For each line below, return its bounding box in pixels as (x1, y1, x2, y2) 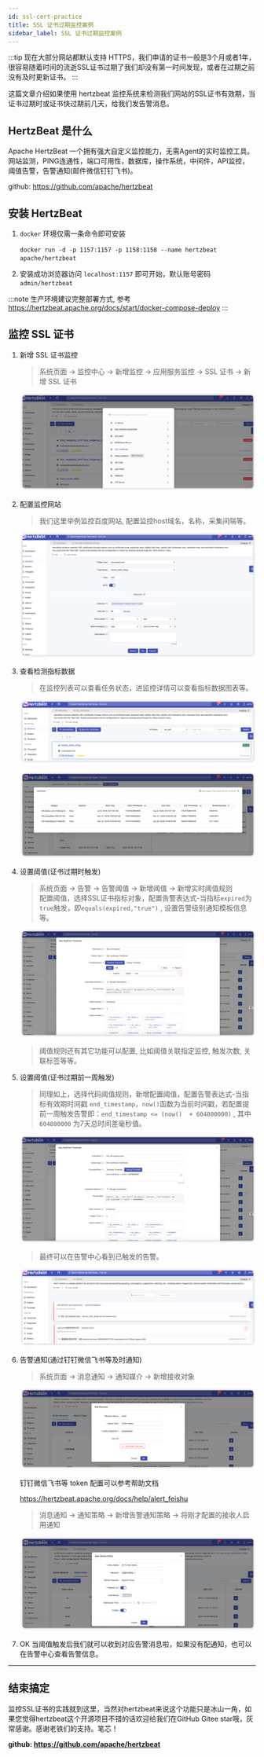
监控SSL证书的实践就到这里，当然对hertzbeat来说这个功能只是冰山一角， (8, 1704, 245, 1713)
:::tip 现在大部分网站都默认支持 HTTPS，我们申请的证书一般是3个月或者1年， (8, 53, 256, 62)
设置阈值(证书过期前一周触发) (19, 1073, 115, 1082)
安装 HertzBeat (8, 207, 82, 220)
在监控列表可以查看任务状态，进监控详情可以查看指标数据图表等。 (38, 684, 253, 693)
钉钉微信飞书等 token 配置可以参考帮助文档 (19, 1478, 159, 1488)
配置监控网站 (19, 500, 61, 509)
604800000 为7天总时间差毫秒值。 (38, 1119, 146, 1128)
